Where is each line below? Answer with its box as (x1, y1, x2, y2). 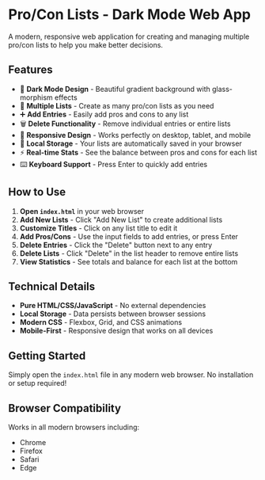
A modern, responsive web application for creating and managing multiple (8, 32, 250, 41)
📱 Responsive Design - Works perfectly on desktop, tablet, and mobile (19, 130, 252, 139)
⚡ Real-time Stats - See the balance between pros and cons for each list (19, 147, 257, 157)
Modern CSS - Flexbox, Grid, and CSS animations (19, 318, 183, 327)
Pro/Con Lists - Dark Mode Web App (8, 6, 252, 24)
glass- (212, 84, 233, 93)
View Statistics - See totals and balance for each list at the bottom (19, 257, 238, 266)
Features (8, 63, 53, 77)
